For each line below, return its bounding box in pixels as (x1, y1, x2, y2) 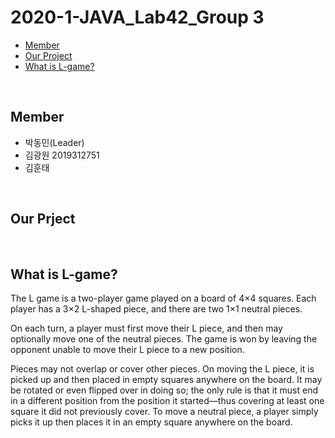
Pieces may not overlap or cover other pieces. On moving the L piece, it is (10, 363, 315, 375)
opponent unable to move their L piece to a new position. (10, 344, 245, 356)
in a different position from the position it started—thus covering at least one (10, 395, 325, 407)
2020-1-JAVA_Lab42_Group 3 (10, 6, 265, 29)
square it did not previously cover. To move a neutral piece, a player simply (10, 406, 319, 418)
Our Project (24, 49, 73, 61)
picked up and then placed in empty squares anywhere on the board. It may (10, 374, 323, 386)
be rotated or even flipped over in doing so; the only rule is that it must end (10, 384, 318, 396)
